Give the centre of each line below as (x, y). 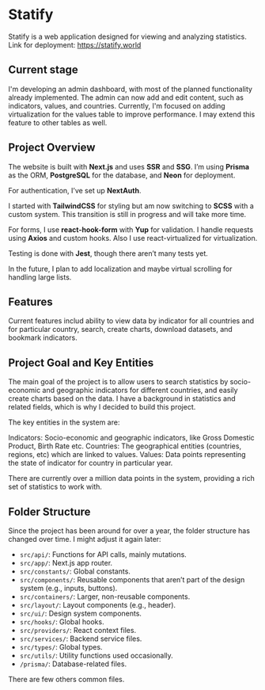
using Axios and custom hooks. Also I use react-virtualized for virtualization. (133, 238)
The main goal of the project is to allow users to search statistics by (118, 382)
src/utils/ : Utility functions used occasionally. (97, 656)
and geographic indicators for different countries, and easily (140, 391)
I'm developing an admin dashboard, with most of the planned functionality (131, 89)
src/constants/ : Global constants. (75, 571)
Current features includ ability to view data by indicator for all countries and (131, 321)
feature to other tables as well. (58, 122)
